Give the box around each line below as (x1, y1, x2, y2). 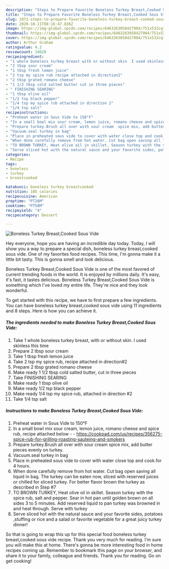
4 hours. (13, 463, 31, 469)
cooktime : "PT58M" (6, 203, 44, 208)
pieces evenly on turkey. (13, 447, 64, 453)
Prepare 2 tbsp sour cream (13, 348, 69, 354)
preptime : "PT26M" (6, 198, 44, 203)
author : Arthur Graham (6, 40, 53, 45)
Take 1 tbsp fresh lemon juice (13, 354, 74, 360)
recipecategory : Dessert (6, 212, 58, 217)
